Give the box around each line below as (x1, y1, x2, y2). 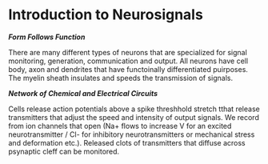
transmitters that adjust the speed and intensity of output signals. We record (8, 112, 260, 122)
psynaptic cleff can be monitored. (8, 146, 120, 156)
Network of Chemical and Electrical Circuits (8, 88, 158, 98)
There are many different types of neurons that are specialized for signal (8, 47, 248, 57)
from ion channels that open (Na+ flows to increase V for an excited (8, 121, 232, 130)
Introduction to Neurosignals (8, 6, 204, 24)
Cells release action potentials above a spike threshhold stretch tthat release (8, 104, 260, 114)
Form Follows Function (8, 32, 86, 42)
